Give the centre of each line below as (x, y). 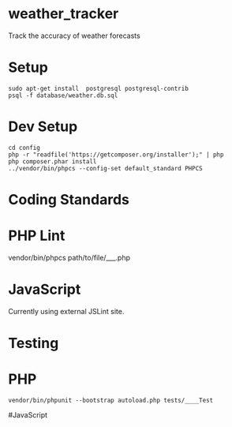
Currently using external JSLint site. (66, 311)
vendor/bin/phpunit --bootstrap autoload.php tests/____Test (111, 400)
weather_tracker (64, 14)
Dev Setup (43, 127)
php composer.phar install (52, 161)
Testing (34, 343)
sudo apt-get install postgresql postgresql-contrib (99, 88)
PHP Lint (37, 236)
